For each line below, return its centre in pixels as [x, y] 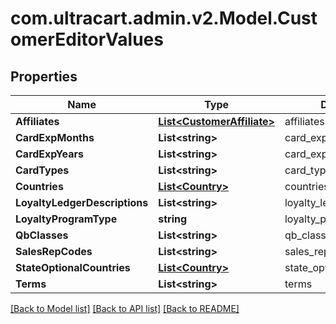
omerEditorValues [87, 39]
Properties [44, 76]
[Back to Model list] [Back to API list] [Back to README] [125, 308]
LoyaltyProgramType [66, 219]
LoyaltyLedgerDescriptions [82, 202]
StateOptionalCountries [73, 267]
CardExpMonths [55, 137]
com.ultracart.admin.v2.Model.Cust [164, 18]
